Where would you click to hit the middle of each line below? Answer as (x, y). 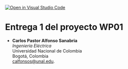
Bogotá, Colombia (30, 56)
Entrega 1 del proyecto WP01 (64, 27)
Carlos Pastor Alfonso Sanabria (45, 40)
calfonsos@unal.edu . (33, 61)
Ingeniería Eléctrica (32, 46)
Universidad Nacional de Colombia (47, 51)
